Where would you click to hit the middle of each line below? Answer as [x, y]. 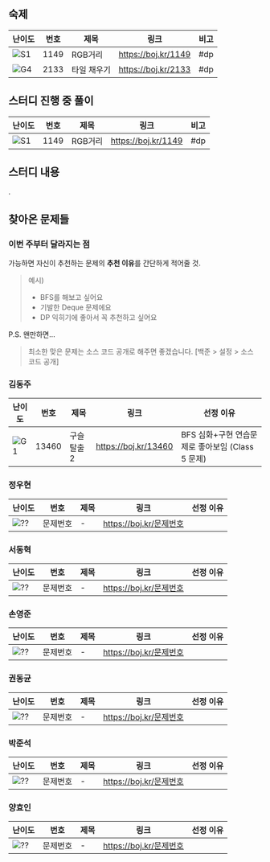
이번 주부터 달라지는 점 [49, 244]
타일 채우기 [91, 69]
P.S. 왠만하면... [32, 335]
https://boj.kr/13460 [135, 446]
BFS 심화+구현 [207, 435]
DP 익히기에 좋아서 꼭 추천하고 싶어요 [98, 318]
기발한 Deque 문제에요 [76, 307]
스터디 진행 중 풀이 [51, 101]
